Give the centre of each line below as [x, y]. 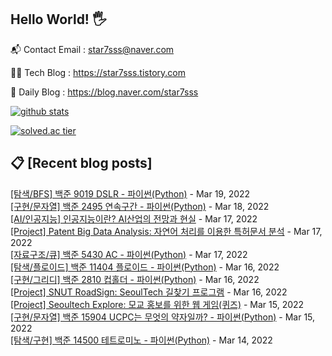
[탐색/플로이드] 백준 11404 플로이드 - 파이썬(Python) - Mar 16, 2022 [145, 267]
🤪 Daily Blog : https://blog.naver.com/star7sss [104, 92]
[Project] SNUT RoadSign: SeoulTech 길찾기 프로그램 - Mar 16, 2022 [149, 292]
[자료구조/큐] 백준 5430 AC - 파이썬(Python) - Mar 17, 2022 [129, 254]
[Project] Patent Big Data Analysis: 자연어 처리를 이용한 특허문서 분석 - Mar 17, [166, 231]
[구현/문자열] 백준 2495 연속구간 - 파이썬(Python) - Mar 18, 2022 [140, 206]
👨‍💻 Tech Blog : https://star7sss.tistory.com [98, 72]
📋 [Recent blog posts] [81, 163]
